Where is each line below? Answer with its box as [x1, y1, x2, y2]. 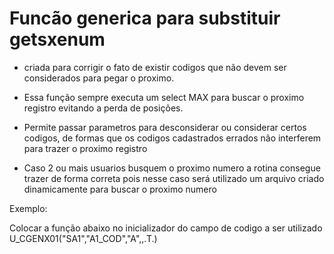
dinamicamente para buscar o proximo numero [23, 183, 217, 195]
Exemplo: [9, 202, 48, 214]
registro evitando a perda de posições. [23, 102, 184, 114]
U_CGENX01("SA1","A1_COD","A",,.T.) [9, 232, 158, 244]
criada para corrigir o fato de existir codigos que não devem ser [23, 61, 287, 73]
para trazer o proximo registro [23, 142, 148, 154]
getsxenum [9, 28, 106, 51]
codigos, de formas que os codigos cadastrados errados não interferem [23, 132, 322, 144]
